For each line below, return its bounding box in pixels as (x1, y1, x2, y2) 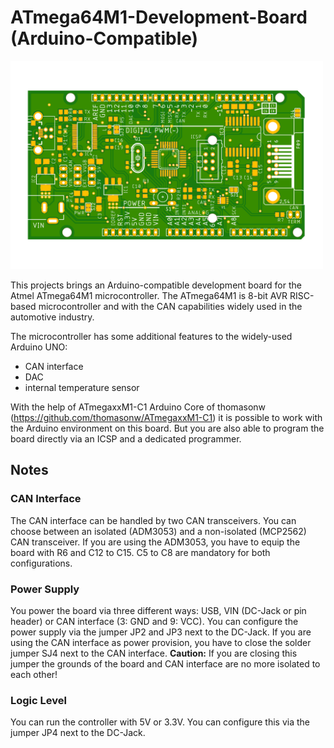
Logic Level (10, 693, 67, 707)
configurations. (10, 557, 73, 569)
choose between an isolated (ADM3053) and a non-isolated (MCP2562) (10, 525, 307, 537)
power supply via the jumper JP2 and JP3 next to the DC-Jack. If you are (10, 626, 312, 638)
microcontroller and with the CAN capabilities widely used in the (38, 300, 303, 312)
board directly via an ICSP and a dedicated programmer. (10, 432, 242, 445)
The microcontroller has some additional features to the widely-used (10, 330, 293, 342)
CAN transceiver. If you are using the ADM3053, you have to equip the (10, 536, 301, 548)
